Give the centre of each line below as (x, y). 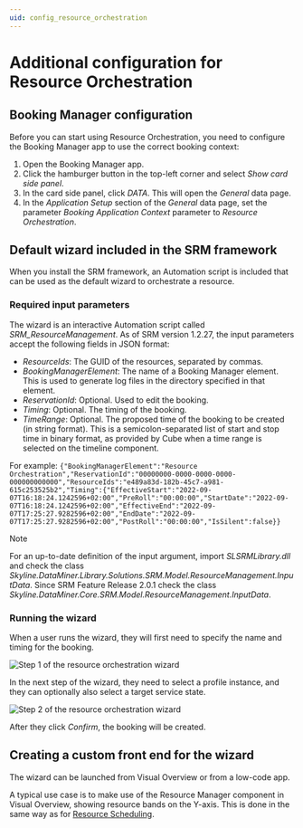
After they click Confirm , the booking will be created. (108, 727)
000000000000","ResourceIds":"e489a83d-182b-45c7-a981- (117, 482)
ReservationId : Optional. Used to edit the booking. (116, 400)
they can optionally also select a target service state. (108, 692)
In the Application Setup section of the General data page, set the (145, 202)
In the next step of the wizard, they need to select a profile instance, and (145, 682)
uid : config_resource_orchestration (78, 18)
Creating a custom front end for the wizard (132, 755)
